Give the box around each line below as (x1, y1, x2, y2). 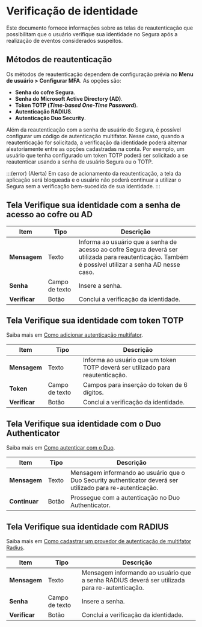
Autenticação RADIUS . (14, 107, 73, 115)
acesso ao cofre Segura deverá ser (78, 245, 179, 253)
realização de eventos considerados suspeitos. (6, 37, 123, 44)
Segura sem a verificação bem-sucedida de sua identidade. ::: (6, 182, 161, 189)
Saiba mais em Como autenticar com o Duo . (6, 444, 115, 451)
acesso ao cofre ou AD (6, 209, 93, 220)
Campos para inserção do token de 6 (83, 381, 188, 389)
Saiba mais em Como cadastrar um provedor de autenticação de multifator (6, 538, 191, 544)
